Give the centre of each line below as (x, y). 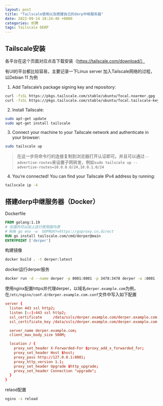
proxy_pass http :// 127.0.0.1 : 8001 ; (50, 357)
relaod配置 (16, 390)
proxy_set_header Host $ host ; (44, 353)
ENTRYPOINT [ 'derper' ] (28, 241)
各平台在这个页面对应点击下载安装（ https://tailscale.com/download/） (75, 61)
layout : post (18, 9)
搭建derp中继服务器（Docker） (52, 202)
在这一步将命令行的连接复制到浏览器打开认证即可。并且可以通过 (81, 156)
